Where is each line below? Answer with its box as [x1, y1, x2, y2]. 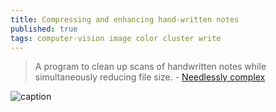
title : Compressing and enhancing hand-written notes [10, 14, 240, 25]
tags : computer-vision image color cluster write [10, 33, 222, 43]
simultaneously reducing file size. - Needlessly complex [34, 71, 266, 83]
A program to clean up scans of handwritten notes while [34, 61, 267, 73]
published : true [10, 24, 78, 34]
